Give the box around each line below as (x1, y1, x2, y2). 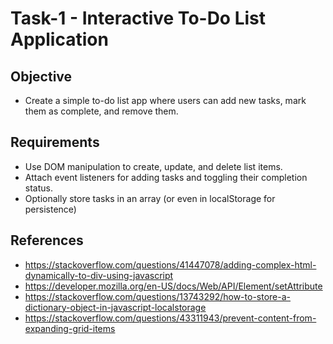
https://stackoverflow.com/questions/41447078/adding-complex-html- (24, 258, 317, 271)
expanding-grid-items (24, 322, 116, 334)
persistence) (24, 203, 77, 215)
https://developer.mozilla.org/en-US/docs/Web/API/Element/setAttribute (24, 280, 323, 292)
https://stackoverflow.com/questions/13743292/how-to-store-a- (24, 290, 292, 302)
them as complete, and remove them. (24, 105, 179, 117)
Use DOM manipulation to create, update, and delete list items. (24, 160, 283, 172)
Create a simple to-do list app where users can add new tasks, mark (24, 95, 307, 106)
